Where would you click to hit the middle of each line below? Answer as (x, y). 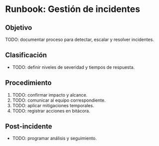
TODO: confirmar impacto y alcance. (50, 95)
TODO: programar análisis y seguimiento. (54, 139)
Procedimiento (29, 83)
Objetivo (19, 28)
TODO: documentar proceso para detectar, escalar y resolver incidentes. (79, 39)
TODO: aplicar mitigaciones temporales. (53, 105)
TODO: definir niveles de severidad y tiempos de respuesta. (74, 67)
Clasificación (26, 55)
